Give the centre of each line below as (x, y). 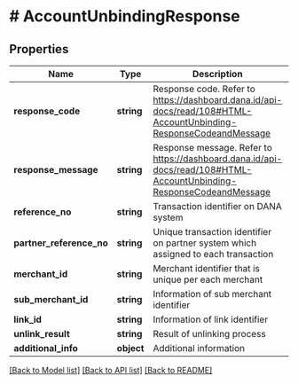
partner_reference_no (61, 243)
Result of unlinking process (209, 334)
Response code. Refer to (204, 89)
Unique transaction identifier (212, 232)
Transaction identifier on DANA (217, 206)
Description (217, 74)
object (130, 348)
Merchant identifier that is (206, 268)
